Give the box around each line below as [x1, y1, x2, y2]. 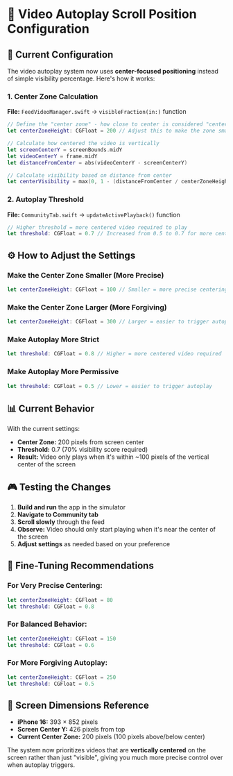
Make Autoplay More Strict [7, 335, 100, 344]
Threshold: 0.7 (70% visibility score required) [17, 446, 148, 454]
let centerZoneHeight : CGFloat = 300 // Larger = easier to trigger [7, 319, 209, 326]
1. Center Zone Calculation [7, 92, 98, 101]
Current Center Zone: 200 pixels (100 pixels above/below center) [17, 732, 206, 741]
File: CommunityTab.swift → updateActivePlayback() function [7, 210, 180, 219]
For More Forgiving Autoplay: [7, 658, 108, 668]
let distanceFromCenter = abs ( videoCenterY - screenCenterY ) [7, 159, 188, 166]
